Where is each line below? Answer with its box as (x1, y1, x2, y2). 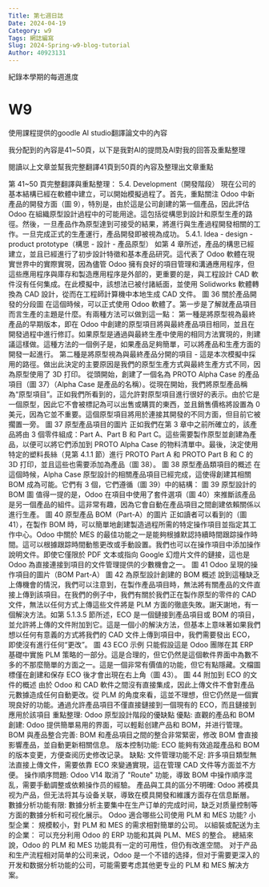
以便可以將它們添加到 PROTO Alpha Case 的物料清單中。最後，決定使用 (22, 439, 259, 449)
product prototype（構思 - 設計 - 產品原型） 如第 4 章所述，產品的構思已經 (8, 239, 255, 248)
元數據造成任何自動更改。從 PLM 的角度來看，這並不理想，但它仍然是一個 (8, 690, 252, 700)
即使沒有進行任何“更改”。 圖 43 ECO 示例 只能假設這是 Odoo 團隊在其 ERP (8, 639, 254, 649)
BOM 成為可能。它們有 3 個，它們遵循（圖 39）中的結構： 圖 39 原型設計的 (8, 479, 257, 489)
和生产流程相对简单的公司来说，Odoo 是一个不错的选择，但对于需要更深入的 (8, 850, 260, 860)
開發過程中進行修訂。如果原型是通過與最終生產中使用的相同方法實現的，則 (8, 329, 254, 339)
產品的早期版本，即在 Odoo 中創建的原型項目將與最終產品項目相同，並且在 (8, 319, 255, 329)
